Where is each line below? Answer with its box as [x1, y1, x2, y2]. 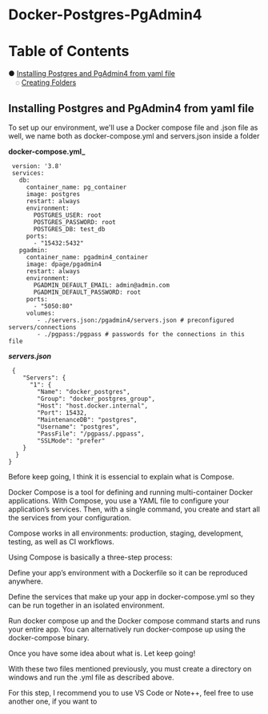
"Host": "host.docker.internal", [37, 402, 149, 410]
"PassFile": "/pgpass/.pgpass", [37, 430, 146, 438]
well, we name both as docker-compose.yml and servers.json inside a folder [8, 130, 260, 141]
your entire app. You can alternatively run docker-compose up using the [8, 624, 246, 634]
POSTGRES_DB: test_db [33, 225, 106, 233]
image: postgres [26, 190, 81, 198]
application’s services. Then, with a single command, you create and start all [8, 504, 260, 514]
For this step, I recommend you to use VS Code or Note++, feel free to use [8, 688, 254, 697]
